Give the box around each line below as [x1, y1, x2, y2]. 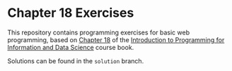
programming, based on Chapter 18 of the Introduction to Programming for [7, 35, 225, 44]
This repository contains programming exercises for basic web [7, 28, 190, 37]
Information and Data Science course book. [7, 43, 134, 51]
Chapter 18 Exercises [7, 5, 134, 21]
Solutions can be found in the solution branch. [7, 56, 144, 65]
